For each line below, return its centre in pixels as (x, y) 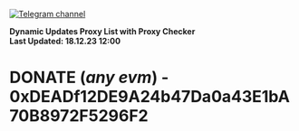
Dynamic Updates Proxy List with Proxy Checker (102, 31)
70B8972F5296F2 (79, 116)
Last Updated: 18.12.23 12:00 (65, 41)
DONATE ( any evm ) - (89, 78)
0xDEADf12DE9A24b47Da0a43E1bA (149, 97)
